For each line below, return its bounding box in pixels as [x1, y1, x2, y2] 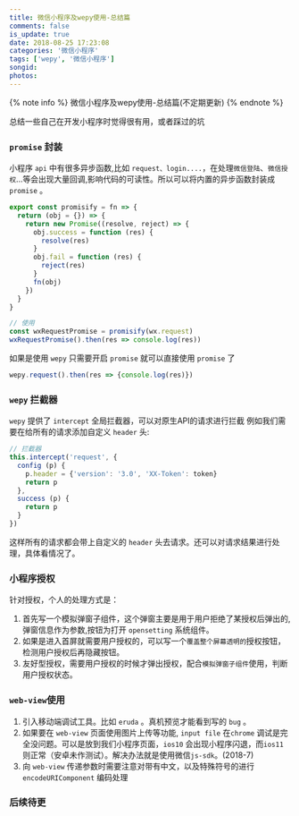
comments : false [9, 21, 70, 30]
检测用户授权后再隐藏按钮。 [21, 647, 125, 658]
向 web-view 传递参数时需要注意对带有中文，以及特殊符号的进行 [21, 761, 254, 771]
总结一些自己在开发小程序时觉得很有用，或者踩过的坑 [9, 115, 205, 126]
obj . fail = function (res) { [32, 252, 142, 262]
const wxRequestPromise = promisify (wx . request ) [9, 327, 194, 336]
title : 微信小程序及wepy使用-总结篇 [9, 13, 131, 22]
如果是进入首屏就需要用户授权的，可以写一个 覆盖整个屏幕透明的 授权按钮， [21, 636, 286, 647]
